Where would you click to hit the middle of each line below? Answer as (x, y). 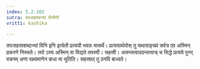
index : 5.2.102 (25, 12)
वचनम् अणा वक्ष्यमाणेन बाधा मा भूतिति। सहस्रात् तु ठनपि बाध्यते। (67, 59)
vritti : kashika (27, 23)
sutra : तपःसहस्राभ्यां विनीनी (33, 18)
